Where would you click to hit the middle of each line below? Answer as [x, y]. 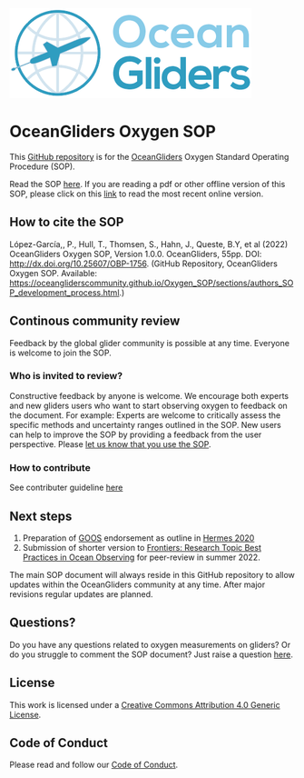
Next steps [41, 516]
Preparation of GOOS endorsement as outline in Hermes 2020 [138, 538]
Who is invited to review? [66, 376]
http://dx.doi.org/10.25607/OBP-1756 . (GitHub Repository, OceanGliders [144, 264]
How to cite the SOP [67, 222]
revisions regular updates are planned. [81, 593]
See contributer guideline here [66, 488]
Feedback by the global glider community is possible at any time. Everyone [150, 343]
